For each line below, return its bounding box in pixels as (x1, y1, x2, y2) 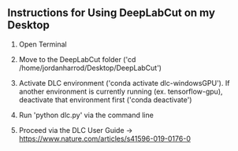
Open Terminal (18, 39, 68, 49)
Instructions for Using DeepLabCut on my (7, 6, 216, 20)
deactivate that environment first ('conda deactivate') (18, 94, 192, 105)
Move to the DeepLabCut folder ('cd (18, 54, 136, 64)
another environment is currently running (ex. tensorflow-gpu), (18, 87, 223, 96)
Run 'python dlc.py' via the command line (18, 110, 154, 120)
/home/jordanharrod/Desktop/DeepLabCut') (18, 63, 162, 72)
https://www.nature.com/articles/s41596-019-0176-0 (18, 134, 191, 143)
